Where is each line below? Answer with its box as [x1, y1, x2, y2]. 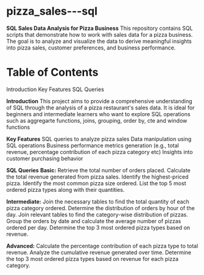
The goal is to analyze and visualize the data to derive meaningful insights [6, 37, 192, 45]
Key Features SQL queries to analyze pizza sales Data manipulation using [6, 135, 192, 142]
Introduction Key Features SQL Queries [6, 86, 105, 93]
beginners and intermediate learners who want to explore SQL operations [6, 110, 191, 117]
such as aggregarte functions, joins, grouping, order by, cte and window [6, 117, 188, 124]
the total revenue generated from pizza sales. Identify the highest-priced [6, 173, 189, 180]
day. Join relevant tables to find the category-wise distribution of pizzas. [6, 211, 188, 218]
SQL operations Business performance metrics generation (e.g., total [6, 142, 179, 149]
